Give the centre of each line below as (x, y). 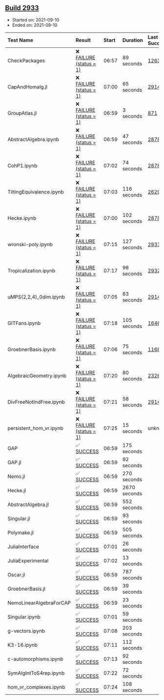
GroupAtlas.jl (22, 113)
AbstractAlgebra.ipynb (33, 139)
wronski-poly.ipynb (30, 244)
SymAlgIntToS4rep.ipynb (36, 673)
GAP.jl (14, 462)
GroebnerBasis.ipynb (32, 349)
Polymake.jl (21, 532)
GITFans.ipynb (24, 323)
